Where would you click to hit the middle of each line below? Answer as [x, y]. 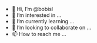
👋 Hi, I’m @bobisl [32, 9]
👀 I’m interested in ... [36, 15]
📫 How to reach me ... [39, 34]
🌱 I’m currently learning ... [43, 21]
